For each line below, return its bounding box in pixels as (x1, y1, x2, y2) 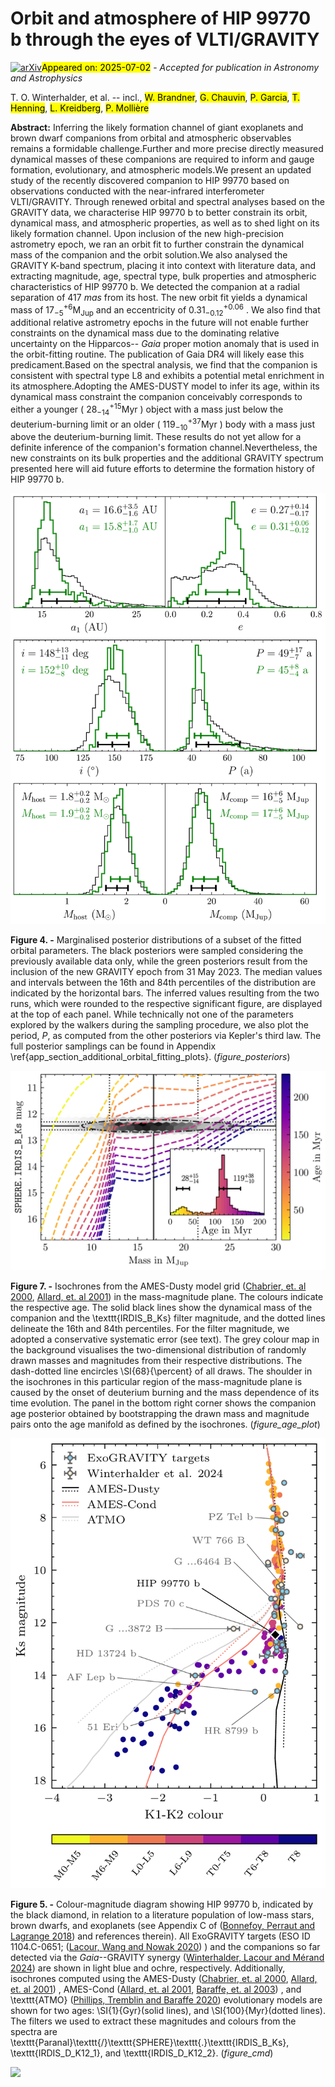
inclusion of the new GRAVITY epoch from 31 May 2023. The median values (10, 966, 323, 978)
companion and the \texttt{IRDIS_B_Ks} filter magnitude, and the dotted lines (10, 1312, 326, 1324)
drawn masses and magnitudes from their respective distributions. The (10, 1355, 303, 1367)
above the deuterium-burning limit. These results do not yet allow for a (10, 431, 302, 443)
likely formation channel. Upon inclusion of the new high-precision (10, 227, 285, 239)
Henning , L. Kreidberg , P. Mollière (10, 102, 150, 114)
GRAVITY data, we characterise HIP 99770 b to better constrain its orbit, (10, 206, 308, 218)
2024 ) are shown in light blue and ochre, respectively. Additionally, (10, 1962, 286, 1974)
